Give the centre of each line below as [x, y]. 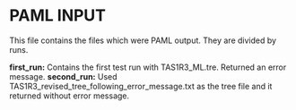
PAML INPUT [57, 16]
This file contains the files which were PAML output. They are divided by [143, 40]
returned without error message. [70, 96]
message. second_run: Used [64, 76]
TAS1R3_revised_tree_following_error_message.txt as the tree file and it [141, 86]
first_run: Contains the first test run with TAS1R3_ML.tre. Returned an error [148, 67]
